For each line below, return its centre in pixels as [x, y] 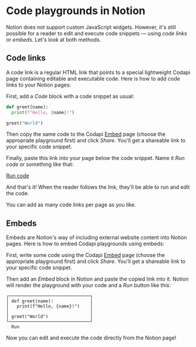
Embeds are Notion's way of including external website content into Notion [97, 238]
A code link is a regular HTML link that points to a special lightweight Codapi [98, 72]
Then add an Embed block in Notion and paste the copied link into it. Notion [97, 279]
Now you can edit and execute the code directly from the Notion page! [91, 338]
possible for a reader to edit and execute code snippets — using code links [97, 33]
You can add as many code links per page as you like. [71, 205]
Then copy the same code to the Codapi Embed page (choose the [86, 134]
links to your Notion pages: [39, 85]
